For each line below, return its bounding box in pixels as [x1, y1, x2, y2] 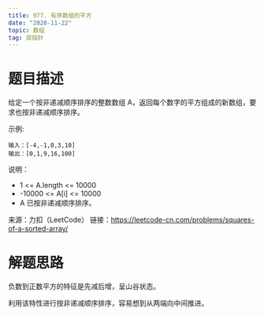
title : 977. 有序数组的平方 [8, 11, 92, 20]
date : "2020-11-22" [8, 19, 73, 27]
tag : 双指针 [8, 33, 44, 42]
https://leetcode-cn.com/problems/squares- [110, 215, 255, 225]
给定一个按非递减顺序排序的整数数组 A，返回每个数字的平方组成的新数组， [8, 98, 250, 107]
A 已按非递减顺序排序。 [19, 198, 96, 208]
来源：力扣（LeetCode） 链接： [8, 215, 112, 225]
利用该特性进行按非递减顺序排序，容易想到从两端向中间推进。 [8, 298, 209, 308]
